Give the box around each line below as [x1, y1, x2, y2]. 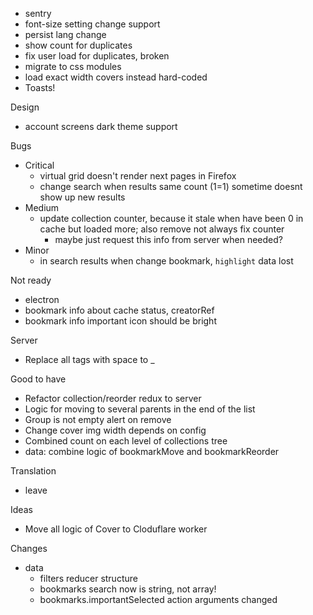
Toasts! [24, 82, 56, 93]
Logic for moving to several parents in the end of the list [24, 403, 256, 415]
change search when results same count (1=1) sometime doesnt [39, 181, 303, 192]
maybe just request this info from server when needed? [54, 234, 283, 245]
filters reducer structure [39, 573, 138, 584]
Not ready [10, 274, 52, 286]
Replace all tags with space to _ [24, 354, 155, 365]
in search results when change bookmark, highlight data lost [39, 255, 294, 267]
